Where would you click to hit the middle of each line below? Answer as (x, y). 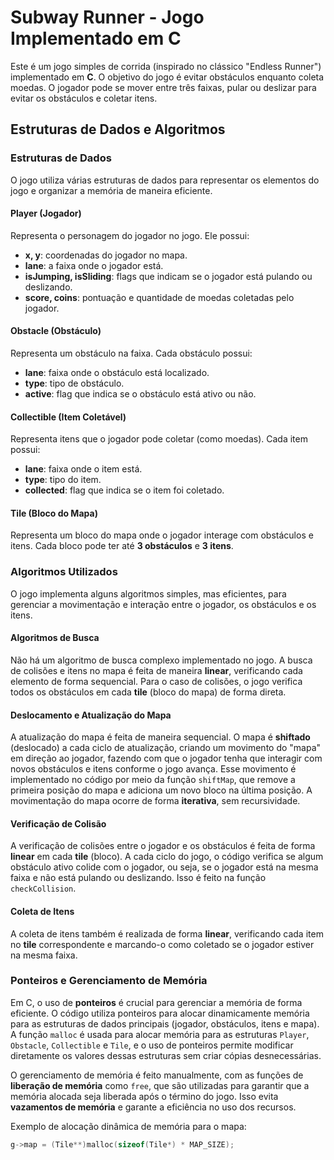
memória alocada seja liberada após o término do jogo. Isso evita (144, 1096)
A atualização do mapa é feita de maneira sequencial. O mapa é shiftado (160, 737)
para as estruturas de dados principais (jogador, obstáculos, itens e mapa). (165, 1023)
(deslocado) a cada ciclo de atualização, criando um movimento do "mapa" (166, 748)
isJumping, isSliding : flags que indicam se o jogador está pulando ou (168, 276)
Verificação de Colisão (58, 823)
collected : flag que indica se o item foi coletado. (124, 490)
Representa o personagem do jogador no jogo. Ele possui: (130, 235)
